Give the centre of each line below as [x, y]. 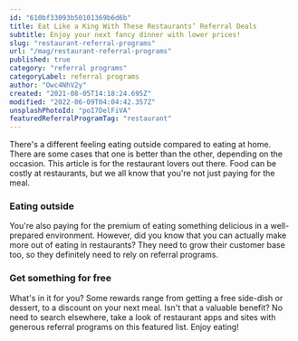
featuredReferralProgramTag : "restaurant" [91, 118]
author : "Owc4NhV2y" [48, 85]
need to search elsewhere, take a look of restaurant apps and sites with [143, 317]
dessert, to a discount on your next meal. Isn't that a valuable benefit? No [146, 308]
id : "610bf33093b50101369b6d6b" [70, 18]
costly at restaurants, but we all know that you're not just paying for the [142, 174]
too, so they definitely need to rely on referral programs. [114, 255]
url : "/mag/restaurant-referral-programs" [91, 52]
